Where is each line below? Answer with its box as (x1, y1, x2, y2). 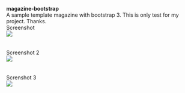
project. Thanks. (6, 18, 47, 24)
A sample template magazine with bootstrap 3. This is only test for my (6, 11, 179, 18)
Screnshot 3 (6, 74, 37, 81)
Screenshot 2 (6, 49, 40, 56)
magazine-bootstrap (6, 5, 59, 12)
